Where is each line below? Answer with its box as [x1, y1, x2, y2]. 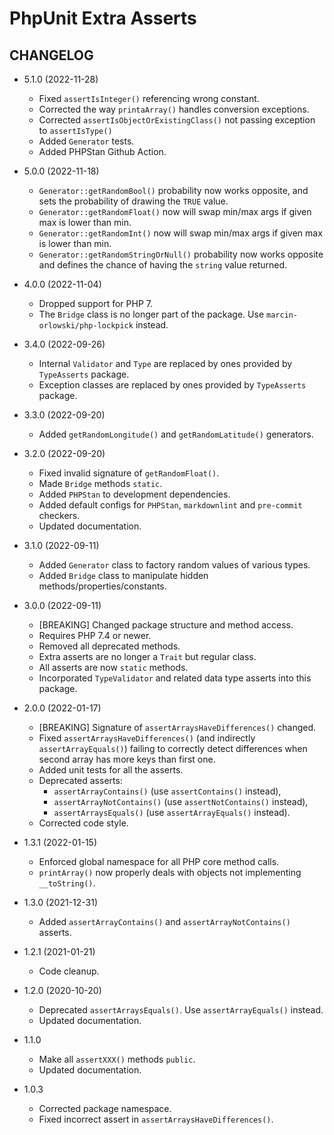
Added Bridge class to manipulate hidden [38, 570, 209, 581]
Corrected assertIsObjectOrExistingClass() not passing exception [38, 114, 316, 126]
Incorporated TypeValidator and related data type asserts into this [38, 672, 312, 684]
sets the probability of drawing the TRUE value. [38, 195, 229, 207]
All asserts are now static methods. [38, 662, 189, 673]
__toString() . [38, 877, 96, 889]
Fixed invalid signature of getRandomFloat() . [38, 467, 220, 479]
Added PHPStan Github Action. [38, 146, 167, 157]
